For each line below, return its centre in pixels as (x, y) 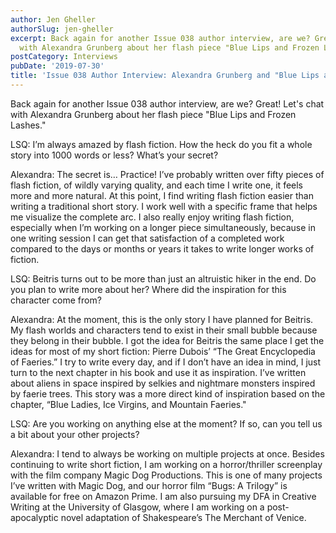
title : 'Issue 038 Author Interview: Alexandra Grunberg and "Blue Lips (165, 76)
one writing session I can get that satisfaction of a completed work (147, 238)
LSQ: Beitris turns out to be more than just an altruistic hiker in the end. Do (163, 278)
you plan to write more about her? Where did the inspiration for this (148, 289)
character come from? (56, 300)
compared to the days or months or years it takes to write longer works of (162, 248)
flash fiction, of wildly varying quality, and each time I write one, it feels (157, 185)
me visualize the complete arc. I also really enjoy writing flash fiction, (152, 217)
